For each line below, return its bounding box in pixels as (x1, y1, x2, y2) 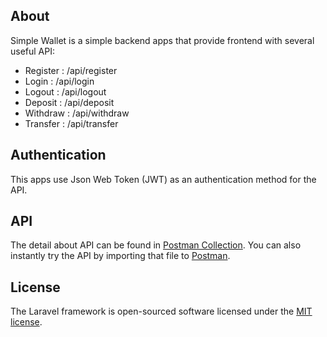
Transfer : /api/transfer (24, 117, 119, 129)
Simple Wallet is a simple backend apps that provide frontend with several (10, 34, 315, 46)
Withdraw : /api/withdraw (24, 107, 130, 119)
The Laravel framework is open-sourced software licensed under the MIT (10, 305, 313, 318)
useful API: (10, 45, 56, 57)
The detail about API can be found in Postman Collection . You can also (10, 239, 302, 251)
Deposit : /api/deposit (24, 96, 115, 108)
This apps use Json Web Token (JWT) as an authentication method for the (10, 173, 317, 185)
